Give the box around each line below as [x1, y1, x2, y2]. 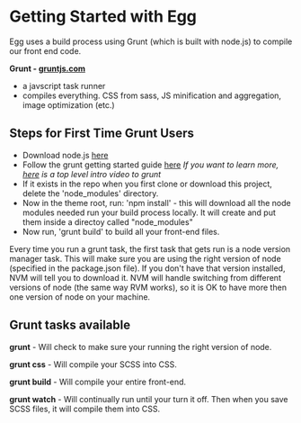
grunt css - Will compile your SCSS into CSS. [9, 358, 177, 370]
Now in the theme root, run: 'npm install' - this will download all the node [22, 197, 291, 208]
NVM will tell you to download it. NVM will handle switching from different [9, 272, 281, 283]
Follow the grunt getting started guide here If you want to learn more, [22, 159, 279, 170]
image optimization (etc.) [22, 99, 115, 110]
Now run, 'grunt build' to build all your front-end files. [22, 226, 220, 237]
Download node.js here [22, 149, 109, 160]
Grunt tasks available [9, 318, 131, 333]
